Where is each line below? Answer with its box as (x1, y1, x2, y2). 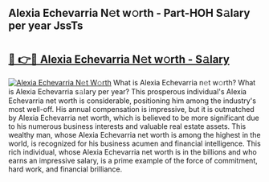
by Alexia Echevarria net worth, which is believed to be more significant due (8, 113, 259, 122)
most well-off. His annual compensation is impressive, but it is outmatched (8, 105, 255, 114)
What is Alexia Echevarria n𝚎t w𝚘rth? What (112, 78, 256, 87)
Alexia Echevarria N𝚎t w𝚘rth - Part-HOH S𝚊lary (8, 6, 251, 20)
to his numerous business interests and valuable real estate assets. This (8, 122, 247, 131)
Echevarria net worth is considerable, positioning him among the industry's (8, 96, 257, 105)
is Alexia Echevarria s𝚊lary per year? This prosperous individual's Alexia (8, 87, 247, 96)
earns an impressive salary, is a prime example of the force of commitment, (8, 156, 259, 165)
